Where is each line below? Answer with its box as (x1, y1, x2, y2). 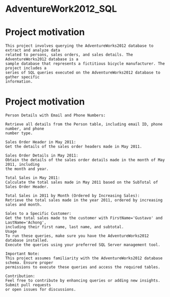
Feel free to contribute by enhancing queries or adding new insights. (5, 278, 160, 283)
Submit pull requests (5, 283, 51, 288)
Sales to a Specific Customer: (5, 211, 72, 216)
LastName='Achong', (5, 220, 47, 225)
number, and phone (5, 126, 44, 132)
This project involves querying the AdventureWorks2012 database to (5, 43, 154, 48)
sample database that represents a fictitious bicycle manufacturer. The (5, 61, 165, 66)
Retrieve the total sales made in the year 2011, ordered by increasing (5, 197, 163, 203)
